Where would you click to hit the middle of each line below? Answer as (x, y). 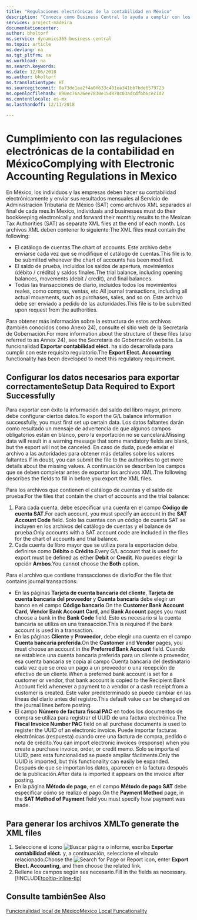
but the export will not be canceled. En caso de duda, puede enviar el (90, 447)
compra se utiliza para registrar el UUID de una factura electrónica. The (100, 718)
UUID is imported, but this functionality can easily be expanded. (92, 761)
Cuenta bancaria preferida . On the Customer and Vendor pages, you (99, 643)
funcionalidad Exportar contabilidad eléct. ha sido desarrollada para (90, 346)
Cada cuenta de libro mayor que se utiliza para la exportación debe (96, 545)
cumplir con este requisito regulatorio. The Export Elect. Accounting (89, 353)
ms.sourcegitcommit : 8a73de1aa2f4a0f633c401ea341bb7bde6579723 (85, 88)
